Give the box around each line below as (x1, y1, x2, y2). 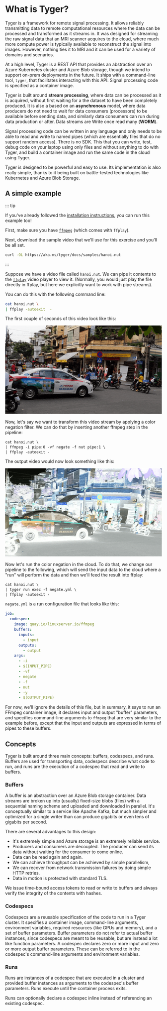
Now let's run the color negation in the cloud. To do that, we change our (5, 562, 153, 567)
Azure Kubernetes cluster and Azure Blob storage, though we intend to (5, 66, 150, 73)
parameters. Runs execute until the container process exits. (5, 985, 127, 991)
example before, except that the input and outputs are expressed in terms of (5, 720, 162, 726)
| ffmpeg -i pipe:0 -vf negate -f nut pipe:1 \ (5, 445, 106, 449)
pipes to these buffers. (5, 725, 52, 731)
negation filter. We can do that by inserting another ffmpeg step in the (5, 424, 148, 430)
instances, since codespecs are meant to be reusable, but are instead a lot (5, 935, 158, 941)
